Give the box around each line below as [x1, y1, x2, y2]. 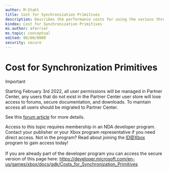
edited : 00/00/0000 [5, 36, 46, 41]
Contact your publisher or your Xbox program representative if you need [5, 129, 155, 135]
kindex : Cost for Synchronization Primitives [5, 21, 102, 27]
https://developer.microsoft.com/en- [59, 155, 135, 161]
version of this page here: [5, 155, 59, 161]
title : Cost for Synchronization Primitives [5, 12, 100, 17]
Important [5, 78, 26, 84]
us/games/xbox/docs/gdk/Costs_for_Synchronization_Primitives [5, 161, 138, 167]
